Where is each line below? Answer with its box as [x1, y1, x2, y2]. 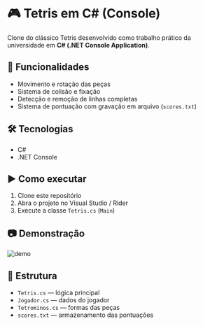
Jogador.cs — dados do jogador [17, 296, 110, 304]
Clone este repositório [17, 192, 82, 200]
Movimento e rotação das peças [17, 80, 111, 88]
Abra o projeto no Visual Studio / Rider [17, 199, 128, 207]
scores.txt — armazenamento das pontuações [17, 311, 154, 319]
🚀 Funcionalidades [7, 61, 90, 73]
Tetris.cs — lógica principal [17, 288, 100, 297]
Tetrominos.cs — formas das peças [17, 304, 120, 311]
